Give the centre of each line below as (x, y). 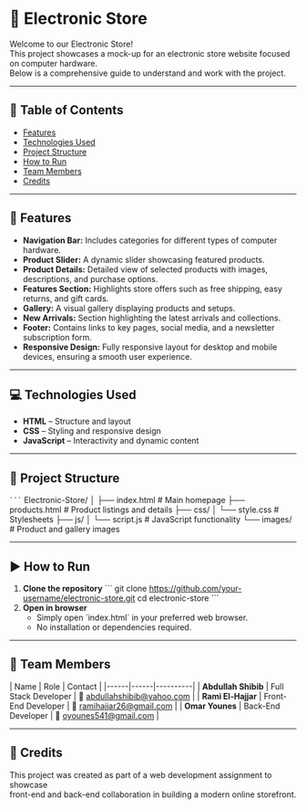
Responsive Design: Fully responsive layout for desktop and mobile (150, 347)
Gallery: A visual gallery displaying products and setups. (129, 308)
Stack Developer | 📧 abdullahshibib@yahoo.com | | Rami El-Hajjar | (136, 696)
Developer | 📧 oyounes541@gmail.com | (84, 715)
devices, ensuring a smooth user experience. (107, 356)
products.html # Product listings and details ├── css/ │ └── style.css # (144, 510)
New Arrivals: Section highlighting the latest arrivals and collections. (152, 318)
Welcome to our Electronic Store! (71, 44)
